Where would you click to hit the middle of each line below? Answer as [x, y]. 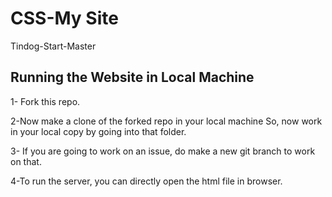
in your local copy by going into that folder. [98, 131]
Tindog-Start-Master [53, 46]
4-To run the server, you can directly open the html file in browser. [146, 181]
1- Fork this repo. [45, 101]
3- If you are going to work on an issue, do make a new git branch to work [163, 151]
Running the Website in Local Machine [132, 77]
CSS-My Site [64, 18]
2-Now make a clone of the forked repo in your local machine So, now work [166, 121]
